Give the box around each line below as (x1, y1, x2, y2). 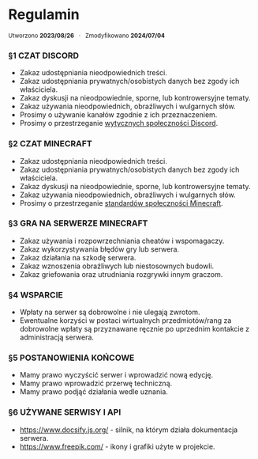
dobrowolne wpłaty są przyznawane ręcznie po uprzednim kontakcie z (19, 324, 250, 334)
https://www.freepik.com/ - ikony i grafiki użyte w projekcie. (19, 442, 215, 451)
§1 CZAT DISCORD (8, 50, 80, 61)
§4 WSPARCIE (8, 289, 63, 300)
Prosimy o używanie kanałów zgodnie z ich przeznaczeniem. (19, 110, 218, 119)
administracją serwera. (19, 332, 95, 342)
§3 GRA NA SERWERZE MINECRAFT (8, 218, 148, 229)
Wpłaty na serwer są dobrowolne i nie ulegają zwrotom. (19, 307, 200, 317)
